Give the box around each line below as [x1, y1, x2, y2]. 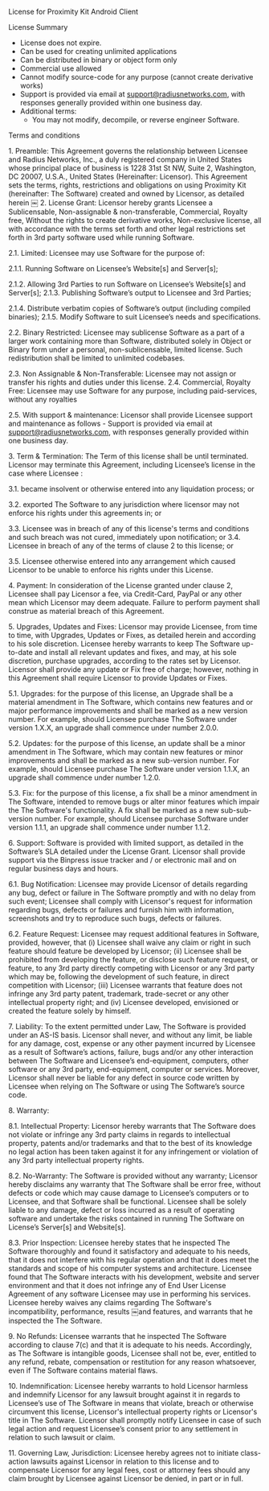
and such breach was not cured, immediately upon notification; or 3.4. [8, 533, 241, 542]
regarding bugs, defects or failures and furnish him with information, [8, 905, 234, 914]
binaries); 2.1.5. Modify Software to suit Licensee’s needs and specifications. [8, 312, 261, 321]
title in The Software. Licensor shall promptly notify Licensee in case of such [8, 1415, 262, 1425]
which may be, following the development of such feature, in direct [8, 972, 230, 981]
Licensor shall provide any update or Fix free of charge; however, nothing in [8, 665, 259, 674]
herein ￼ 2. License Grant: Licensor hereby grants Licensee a [8, 198, 213, 208]
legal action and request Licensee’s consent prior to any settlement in [8, 1424, 238, 1433]
